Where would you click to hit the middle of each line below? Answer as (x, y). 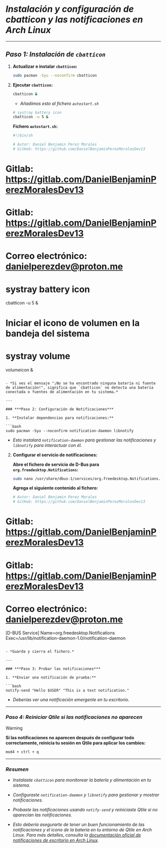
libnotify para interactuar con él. (47, 445)
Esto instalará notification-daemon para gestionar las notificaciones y (84, 440)
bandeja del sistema (48, 334)
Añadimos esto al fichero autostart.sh (59, 103)
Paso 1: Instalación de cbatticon (56, 55)
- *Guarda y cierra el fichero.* (40, 652)
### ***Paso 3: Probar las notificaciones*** (53, 669)
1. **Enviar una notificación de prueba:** (51, 678)
